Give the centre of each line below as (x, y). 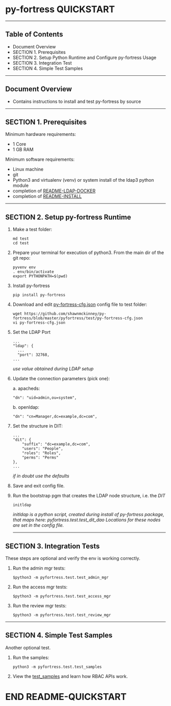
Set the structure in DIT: (37, 426)
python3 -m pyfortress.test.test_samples (57, 667)
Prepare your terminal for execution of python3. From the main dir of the (88, 252)
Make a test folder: (32, 230)
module (21, 186)
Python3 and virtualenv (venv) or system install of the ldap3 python (83, 180)
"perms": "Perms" (40, 458)
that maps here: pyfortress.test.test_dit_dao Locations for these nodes (87, 520)
